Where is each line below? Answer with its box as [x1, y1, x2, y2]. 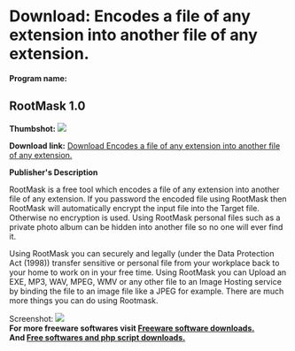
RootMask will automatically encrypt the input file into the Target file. [9, 202, 260, 213]
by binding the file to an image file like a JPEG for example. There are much [9, 286, 284, 296]
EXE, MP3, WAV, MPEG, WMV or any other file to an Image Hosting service [9, 276, 282, 286]
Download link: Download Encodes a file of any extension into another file [9, 140, 281, 151]
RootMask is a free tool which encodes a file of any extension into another [9, 184, 280, 195]
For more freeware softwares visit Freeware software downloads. [9, 323, 255, 333]
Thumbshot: [9, 123, 56, 134]
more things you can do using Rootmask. [9, 294, 159, 306]
